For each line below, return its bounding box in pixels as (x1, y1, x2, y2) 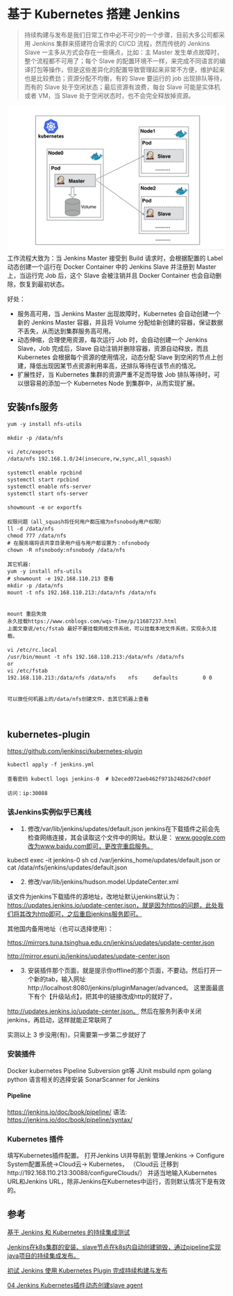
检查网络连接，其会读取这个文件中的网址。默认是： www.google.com (27, 833, 226, 842)
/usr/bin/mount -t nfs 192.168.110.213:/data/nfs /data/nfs (7, 654, 185, 661)
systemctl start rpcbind (7, 477, 79, 484)
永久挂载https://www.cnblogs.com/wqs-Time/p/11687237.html (7, 618, 178, 625)
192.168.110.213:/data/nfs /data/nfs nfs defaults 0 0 (7, 675, 213, 682)
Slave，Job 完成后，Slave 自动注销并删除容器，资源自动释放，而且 (17, 344, 209, 352)
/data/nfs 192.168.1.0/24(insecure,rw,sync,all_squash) (7, 456, 172, 463)
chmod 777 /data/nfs (7, 532, 67, 539)
